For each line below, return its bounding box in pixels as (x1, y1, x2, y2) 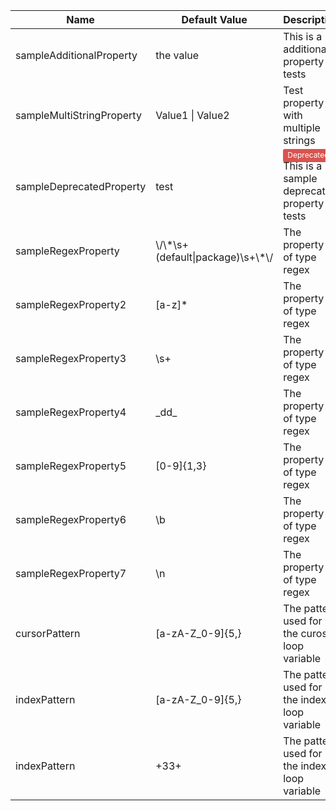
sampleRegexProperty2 (15, 298, 127, 311)
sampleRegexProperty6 (15, 513, 127, 526)
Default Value (181, 13, 248, 26)
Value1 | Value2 (155, 109, 230, 122)
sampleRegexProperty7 (15, 567, 127, 580)
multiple (283, 121, 321, 134)
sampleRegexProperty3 (15, 352, 127, 365)
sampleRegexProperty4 (15, 405, 127, 419)
